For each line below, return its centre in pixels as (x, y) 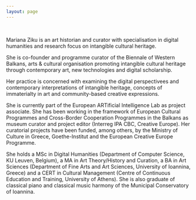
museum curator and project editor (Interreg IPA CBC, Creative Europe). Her (98, 124)
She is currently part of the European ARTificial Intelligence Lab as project (96, 105)
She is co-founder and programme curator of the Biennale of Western (91, 57)
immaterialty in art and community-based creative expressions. (83, 94)
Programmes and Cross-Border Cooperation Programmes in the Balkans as (97, 118)
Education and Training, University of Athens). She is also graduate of (91, 179)
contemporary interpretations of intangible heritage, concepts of (84, 87)
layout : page (22, 11)
